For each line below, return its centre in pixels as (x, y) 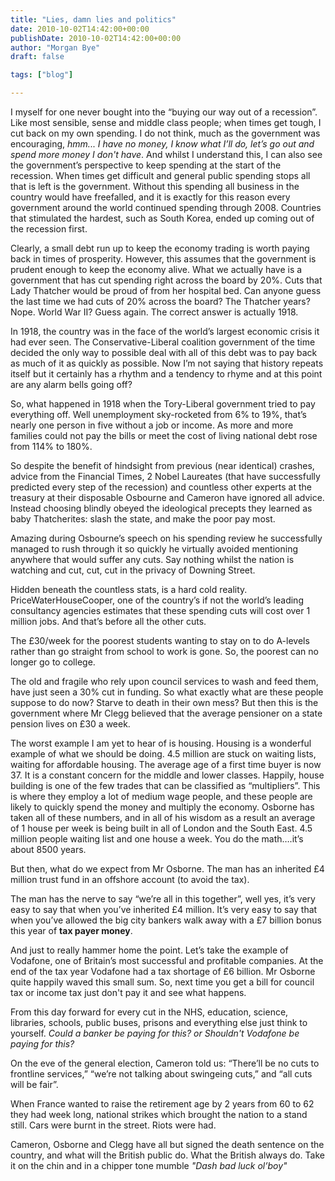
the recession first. (49, 229)
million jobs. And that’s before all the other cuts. (108, 621)
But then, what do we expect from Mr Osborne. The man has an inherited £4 (167, 869)
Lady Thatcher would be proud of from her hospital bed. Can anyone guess (166, 290)
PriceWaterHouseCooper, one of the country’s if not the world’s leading (157, 600)
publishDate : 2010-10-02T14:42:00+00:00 (96, 38)
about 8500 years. (48, 849)
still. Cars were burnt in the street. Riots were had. (113, 1125)
